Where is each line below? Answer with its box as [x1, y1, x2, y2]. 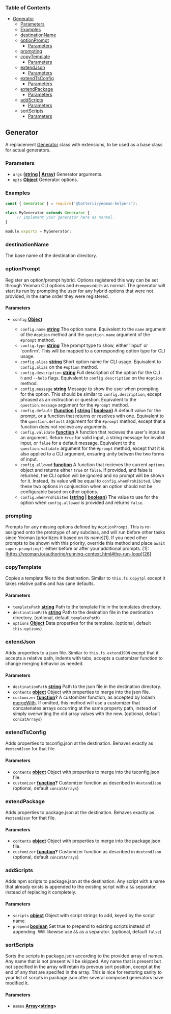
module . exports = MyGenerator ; [5, 229, 72, 234]
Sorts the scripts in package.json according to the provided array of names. [5, 953, 164, 959]
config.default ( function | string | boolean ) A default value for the [20, 407, 161, 413]
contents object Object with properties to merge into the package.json [12, 838, 161, 844]
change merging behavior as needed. [5, 660, 84, 667]
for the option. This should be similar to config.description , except [20, 391, 162, 397]
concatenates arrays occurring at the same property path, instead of [12, 705, 157, 712]
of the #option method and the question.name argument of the [20, 331, 150, 338]
